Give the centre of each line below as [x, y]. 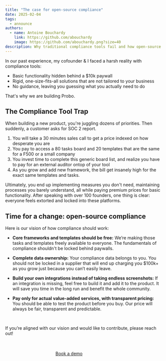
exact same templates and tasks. [46, 175]
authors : [14, 28]
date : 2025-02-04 [23, 14]
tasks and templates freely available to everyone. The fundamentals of [84, 243]
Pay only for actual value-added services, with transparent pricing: [83, 298]
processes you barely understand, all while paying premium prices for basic [83, 190]
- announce [21, 24]
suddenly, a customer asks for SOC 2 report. [51, 129]
